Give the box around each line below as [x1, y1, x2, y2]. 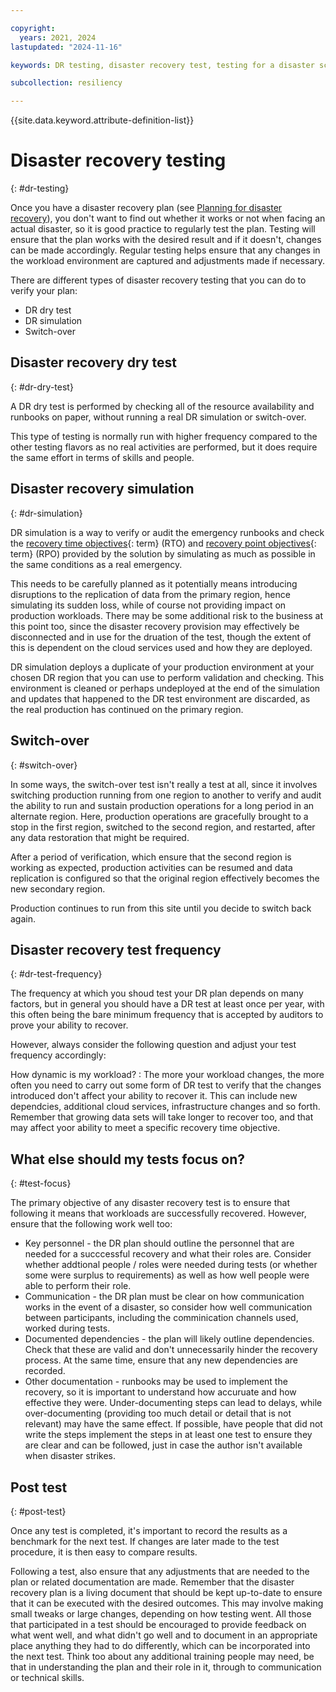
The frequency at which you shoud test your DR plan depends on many [10, 987, 304, 1000]
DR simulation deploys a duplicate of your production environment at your [10, 661, 315, 673]
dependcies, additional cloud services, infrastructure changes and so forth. [10, 1101, 321, 1113]
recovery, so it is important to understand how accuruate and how [24, 1386, 297, 1398]
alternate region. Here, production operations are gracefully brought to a [10, 810, 309, 822]
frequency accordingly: [10, 1049, 107, 1061]
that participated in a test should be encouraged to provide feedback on [10, 1618, 307, 1630]
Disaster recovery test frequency [10, 941, 222, 958]
